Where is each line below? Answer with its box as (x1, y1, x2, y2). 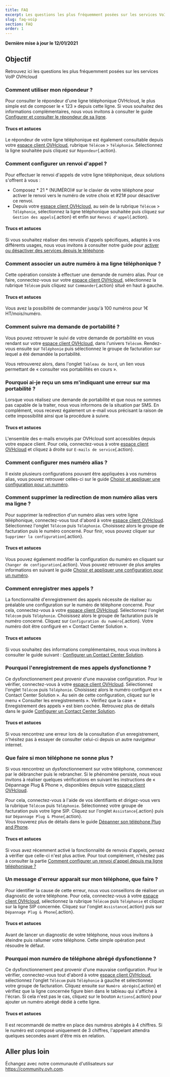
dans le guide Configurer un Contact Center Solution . (5, 708, 116, 714)
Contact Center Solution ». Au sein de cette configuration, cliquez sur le (5, 692, 155, 698)
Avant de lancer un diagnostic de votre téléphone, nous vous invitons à (5, 932, 153, 938)
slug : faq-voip (5, 17, 37, 22)
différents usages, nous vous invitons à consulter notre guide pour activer (5, 242, 159, 248)
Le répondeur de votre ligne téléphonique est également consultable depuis (5, 137, 163, 143)
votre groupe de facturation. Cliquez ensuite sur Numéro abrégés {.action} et (5, 983, 161, 989)
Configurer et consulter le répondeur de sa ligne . (5, 114, 107, 120)
